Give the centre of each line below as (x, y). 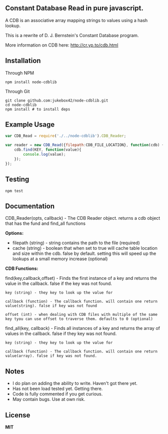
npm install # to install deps (38, 109)
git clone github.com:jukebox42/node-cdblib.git (57, 100)
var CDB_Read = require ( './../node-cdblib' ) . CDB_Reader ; (66, 136)
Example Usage (30, 125)
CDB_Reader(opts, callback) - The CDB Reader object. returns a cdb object (83, 218)
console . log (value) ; (44, 155)
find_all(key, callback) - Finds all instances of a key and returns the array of (82, 328)
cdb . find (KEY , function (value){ (48, 150)
